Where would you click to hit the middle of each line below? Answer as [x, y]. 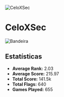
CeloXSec [26, 28]
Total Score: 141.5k [32, 79]
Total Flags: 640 [29, 84]
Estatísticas [24, 57]
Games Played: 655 [32, 89]
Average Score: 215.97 [35, 73]
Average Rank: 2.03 [33, 68]
